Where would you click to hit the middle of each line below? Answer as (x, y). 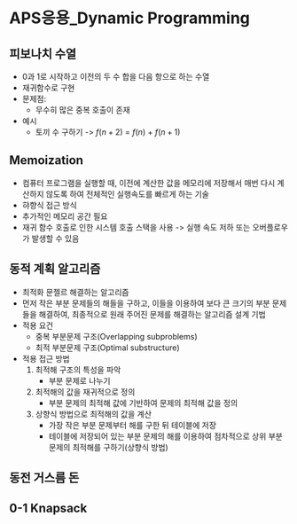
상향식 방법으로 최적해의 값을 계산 (94, 414)
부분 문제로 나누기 (79, 380)
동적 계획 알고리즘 (55, 269)
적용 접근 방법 (46, 358)
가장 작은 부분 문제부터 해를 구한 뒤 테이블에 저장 (133, 425)
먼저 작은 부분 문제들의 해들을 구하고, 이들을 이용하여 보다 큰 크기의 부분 (146, 303)
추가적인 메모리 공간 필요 (65, 216)
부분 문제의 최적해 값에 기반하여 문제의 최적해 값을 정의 (143, 403)
